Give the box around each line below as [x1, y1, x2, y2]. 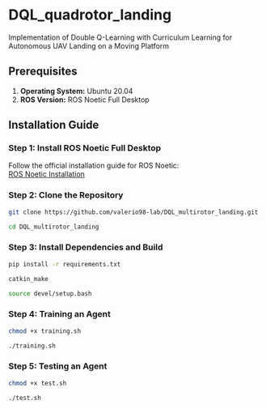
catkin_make [8, 275, 49, 283]
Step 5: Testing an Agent [8, 360, 108, 372]
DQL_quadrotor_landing [8, 6, 172, 24]
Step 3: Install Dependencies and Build [8, 241, 163, 253]
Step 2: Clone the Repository [8, 190, 124, 201]
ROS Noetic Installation [8, 169, 85, 179]
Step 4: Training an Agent [8, 309, 111, 320]
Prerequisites [8, 65, 78, 79]
